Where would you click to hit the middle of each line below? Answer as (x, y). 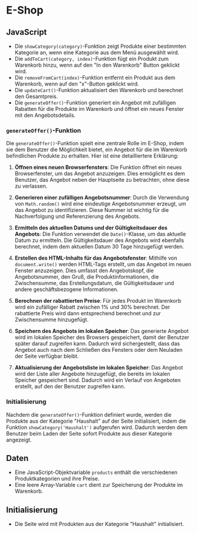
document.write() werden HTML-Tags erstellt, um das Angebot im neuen (103, 264)
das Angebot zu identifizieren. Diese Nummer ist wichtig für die (92, 210)
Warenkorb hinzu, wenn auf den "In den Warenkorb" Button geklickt (97, 65)
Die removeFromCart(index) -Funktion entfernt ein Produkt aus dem (95, 78)
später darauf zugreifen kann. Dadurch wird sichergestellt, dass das (97, 344)
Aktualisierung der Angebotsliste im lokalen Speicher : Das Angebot (99, 368)
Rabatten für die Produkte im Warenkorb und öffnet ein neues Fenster (99, 109)
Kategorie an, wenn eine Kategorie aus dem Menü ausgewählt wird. (97, 53)
